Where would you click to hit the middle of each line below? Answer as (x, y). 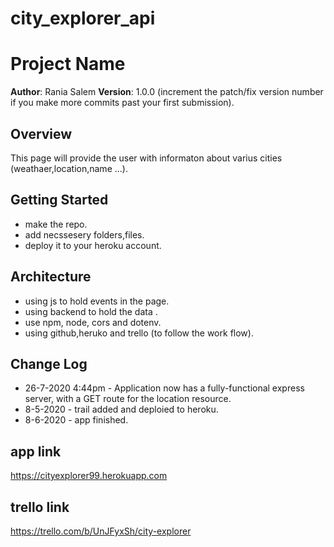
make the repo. (56, 224)
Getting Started (59, 200)
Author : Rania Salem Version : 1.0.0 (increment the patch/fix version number (167, 92)
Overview (41, 133)
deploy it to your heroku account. (93, 245)
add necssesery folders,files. (84, 234)
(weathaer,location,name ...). (69, 168)
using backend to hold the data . (91, 311)
